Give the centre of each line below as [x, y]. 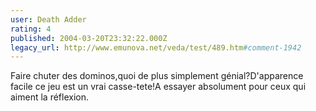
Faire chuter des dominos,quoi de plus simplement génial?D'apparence [157, 76]
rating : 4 [31, 29]
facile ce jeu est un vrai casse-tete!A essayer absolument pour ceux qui [158, 87]
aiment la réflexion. [50, 97]
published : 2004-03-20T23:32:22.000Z [89, 38]
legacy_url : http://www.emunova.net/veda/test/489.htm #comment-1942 [156, 47]
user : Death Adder [48, 19]
